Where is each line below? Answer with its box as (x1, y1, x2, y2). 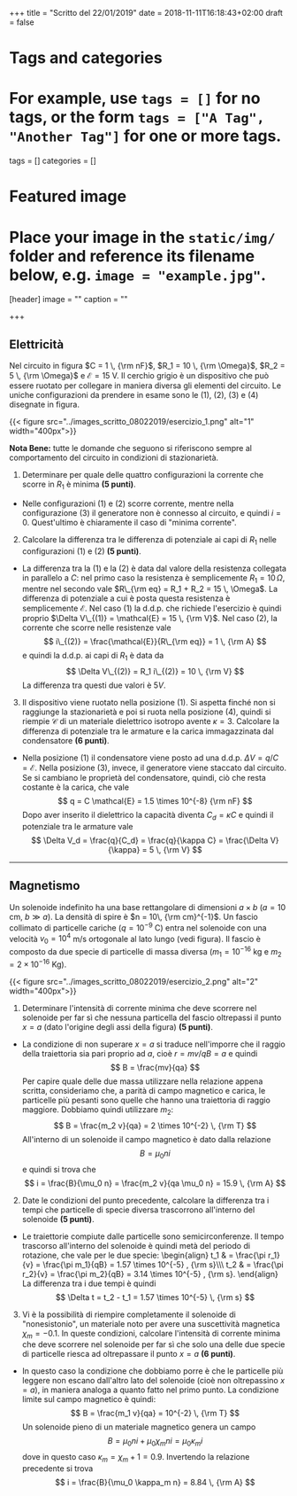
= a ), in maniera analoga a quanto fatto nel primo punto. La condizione (21, 1384, 279, 1395)
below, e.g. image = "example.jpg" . (9, 265, 267, 284)
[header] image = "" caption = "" (9, 294, 128, 305)
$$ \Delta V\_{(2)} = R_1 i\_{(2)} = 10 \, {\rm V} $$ (65, 666, 245, 677)
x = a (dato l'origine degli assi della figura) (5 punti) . (21, 1022, 214, 1032)
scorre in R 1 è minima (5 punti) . (21, 479, 136, 491)
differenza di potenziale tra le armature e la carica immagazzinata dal (21, 726, 274, 736)
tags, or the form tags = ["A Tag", (9, 107, 265, 128)
